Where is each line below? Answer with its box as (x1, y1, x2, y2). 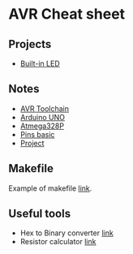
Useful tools (8, 207, 71, 221)
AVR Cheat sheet (8, 5, 126, 24)
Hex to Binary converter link (19, 228, 114, 238)
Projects (8, 37, 52, 51)
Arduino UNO (19, 112, 66, 122)
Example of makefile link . (8, 183, 92, 193)
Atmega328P (19, 121, 65, 131)
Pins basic (19, 129, 55, 139)
